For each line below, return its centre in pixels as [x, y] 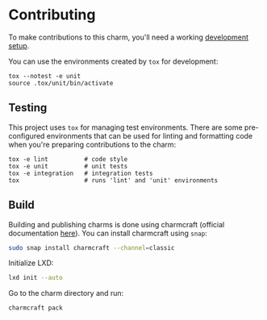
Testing [28, 108]
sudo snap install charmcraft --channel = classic [92, 247]
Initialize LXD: [31, 263]
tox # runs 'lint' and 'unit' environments [113, 180]
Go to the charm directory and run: [66, 293]
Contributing [52, 15]
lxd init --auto [35, 278]
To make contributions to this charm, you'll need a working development [128, 37]
